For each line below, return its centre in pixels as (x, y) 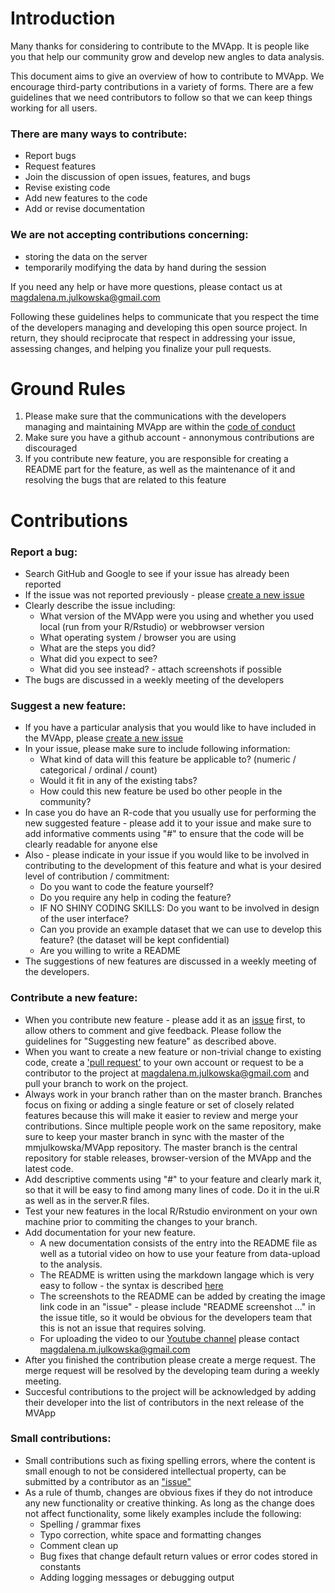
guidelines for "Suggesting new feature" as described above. (150, 1041)
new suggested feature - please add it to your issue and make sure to (168, 823)
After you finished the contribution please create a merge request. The (170, 1359)
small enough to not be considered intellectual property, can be (155, 1471)
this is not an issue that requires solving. (123, 1328)
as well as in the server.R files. (87, 1200)
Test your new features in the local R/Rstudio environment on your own (171, 1211)
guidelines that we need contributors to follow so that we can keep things (161, 97)
